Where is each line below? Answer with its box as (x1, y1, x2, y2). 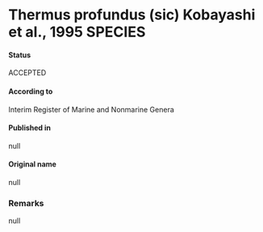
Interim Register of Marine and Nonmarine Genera (8, 104, 175, 114)
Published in (8, 123, 51, 133)
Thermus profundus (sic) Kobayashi (8, 6, 256, 24)
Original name (8, 159, 56, 169)
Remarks (8, 197, 44, 209)
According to (8, 86, 53, 96)
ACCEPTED (8, 68, 47, 78)
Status (8, 50, 31, 60)
